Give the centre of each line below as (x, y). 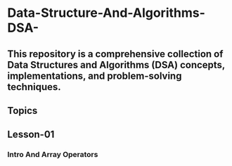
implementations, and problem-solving (95, 76)
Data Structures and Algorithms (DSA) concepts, (116, 65)
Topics (22, 110)
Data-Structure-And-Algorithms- (107, 13)
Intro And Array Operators (53, 155)
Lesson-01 (31, 135)
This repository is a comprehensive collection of (115, 54)
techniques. (34, 87)
